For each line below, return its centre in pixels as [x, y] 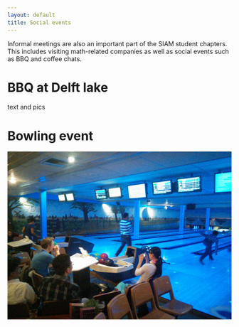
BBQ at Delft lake [58, 87]
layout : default [31, 15]
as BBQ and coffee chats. [44, 59]
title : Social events [39, 22]
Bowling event [51, 136]
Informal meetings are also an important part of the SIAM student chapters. [117, 43]
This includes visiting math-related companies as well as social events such [118, 51]
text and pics [26, 107]
